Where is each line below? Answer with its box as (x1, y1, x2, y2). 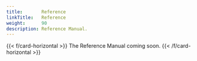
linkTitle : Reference (6, 14, 66, 21)
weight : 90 (6, 20, 47, 26)
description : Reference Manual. (6, 25, 88, 32)
